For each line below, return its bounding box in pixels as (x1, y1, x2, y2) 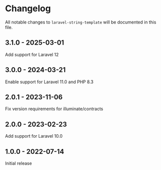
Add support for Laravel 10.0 (5, 133, 63, 139)
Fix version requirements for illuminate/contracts (5, 106, 104, 112)
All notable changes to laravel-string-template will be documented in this (5, 19, 157, 25)
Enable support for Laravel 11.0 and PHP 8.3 (5, 79, 94, 85)
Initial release (5, 160, 32, 166)
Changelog (5, 3, 51, 14)
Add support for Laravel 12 (5, 51, 59, 57)
